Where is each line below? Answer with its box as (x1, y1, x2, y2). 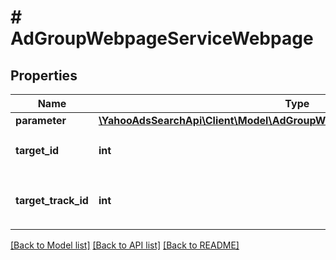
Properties (10, 67, 78, 84)
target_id (15, 144, 60, 157)
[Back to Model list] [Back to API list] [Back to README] (10, 239, 240, 251)
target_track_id (15, 194, 89, 207)
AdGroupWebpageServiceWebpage (10, 27, 314, 50)
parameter (15, 114, 67, 127)
